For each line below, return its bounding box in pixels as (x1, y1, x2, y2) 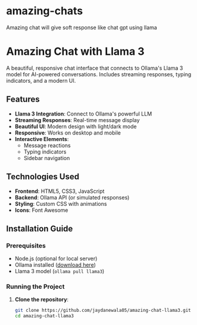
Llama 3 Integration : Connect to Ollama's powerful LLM (14, 110, 152, 117)
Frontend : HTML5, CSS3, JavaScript (14, 187, 105, 195)
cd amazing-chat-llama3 (14, 313, 74, 319)
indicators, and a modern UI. (6, 77, 76, 84)
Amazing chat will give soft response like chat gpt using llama (6, 24, 158, 31)
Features (6, 94, 40, 105)
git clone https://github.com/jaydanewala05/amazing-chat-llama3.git (14, 308, 192, 314)
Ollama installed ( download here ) (14, 261, 96, 268)
